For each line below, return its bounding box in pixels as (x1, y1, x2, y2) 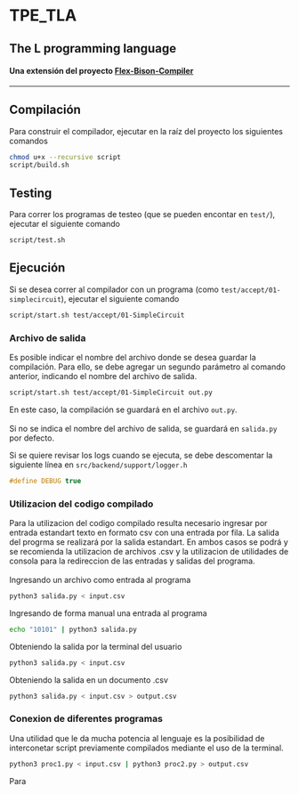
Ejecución (9, 260, 66, 276)
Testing (9, 185, 53, 200)
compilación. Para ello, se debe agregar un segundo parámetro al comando (9, 361, 287, 372)
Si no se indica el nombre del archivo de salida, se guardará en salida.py (9, 423, 278, 433)
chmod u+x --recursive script (9, 152, 122, 161)
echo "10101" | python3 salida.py (9, 625, 138, 634)
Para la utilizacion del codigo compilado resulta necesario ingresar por (9, 518, 268, 529)
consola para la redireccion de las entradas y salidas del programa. (9, 555, 255, 566)
